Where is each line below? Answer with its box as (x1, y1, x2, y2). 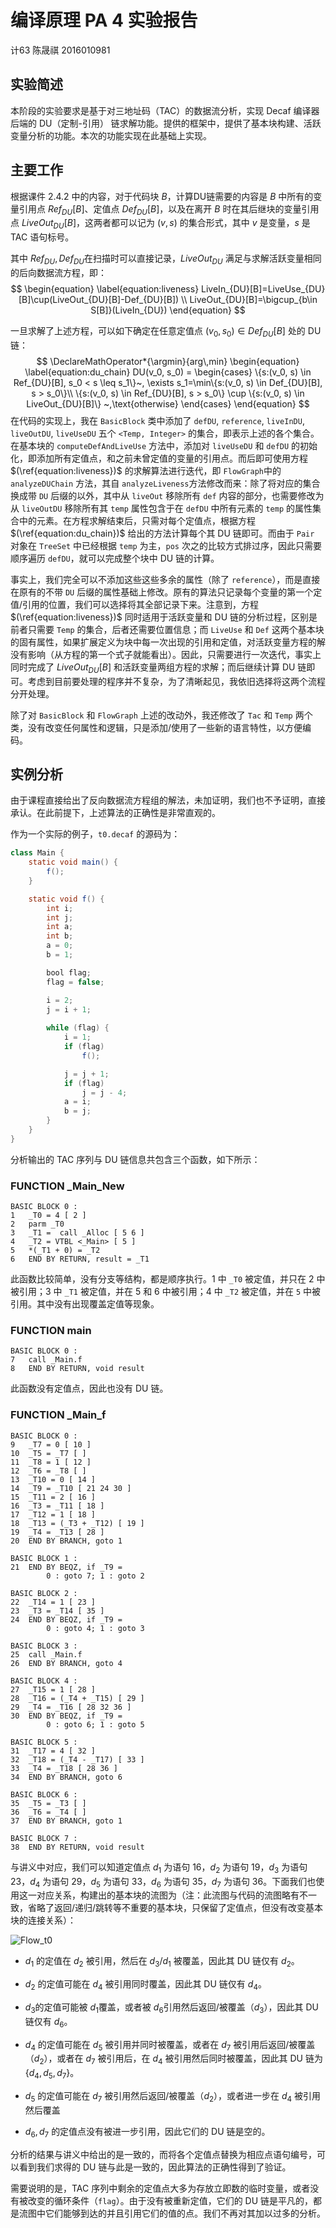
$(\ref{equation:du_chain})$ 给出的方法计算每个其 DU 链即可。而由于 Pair (10, 527, 315, 539)
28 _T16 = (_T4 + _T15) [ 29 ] (10, 1693, 145, 1703)
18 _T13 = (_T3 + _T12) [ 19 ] (10, 1518, 145, 1528)
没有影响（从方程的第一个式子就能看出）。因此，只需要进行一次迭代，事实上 (10, 648, 322, 660)
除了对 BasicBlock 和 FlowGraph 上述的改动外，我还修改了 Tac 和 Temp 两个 (10, 709, 313, 721)
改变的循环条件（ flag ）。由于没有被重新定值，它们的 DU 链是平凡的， (27, 2194, 314, 2206)
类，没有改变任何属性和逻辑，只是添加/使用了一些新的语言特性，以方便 (10, 721, 303, 733)
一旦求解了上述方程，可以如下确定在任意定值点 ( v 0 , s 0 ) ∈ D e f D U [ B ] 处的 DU (10, 324, 322, 339)
